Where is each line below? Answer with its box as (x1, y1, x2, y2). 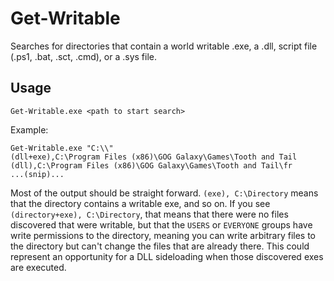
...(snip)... (10, 169, 65, 179)
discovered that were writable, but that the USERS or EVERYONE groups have (10, 218, 313, 231)
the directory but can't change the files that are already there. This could (10, 240, 310, 252)
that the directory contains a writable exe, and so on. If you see (10, 197, 271, 209)
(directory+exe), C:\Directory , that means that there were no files (10, 208, 289, 220)
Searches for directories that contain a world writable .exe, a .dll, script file (10, 40, 318, 52)
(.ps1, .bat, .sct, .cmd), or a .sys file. (10, 50, 158, 62)
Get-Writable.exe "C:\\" (10, 143, 114, 153)
